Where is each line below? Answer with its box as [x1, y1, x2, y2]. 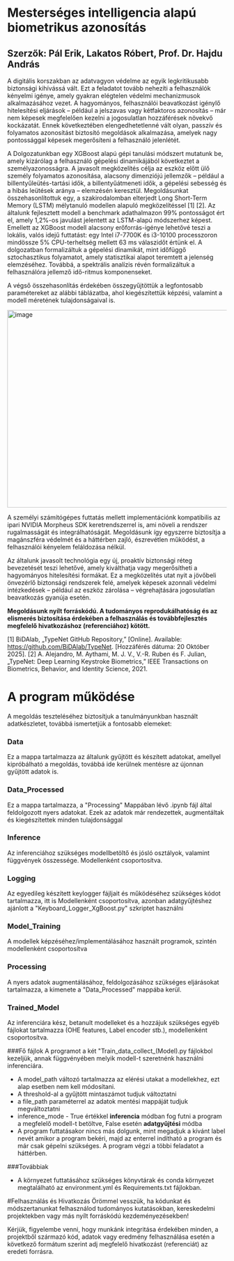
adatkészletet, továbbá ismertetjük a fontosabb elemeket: [7, 719, 172, 728]
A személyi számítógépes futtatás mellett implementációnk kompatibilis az [7, 513, 221, 522]
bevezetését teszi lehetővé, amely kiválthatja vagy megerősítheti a [7, 564, 198, 572]
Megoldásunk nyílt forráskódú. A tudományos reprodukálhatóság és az [7, 607, 218, 615]
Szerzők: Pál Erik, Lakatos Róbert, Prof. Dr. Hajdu [7, 47, 223, 59]
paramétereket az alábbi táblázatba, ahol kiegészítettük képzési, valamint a [7, 289, 223, 297]
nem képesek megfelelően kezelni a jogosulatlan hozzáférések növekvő [7, 113, 214, 122]
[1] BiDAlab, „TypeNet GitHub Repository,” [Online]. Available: [7, 635, 182, 643]
